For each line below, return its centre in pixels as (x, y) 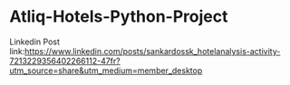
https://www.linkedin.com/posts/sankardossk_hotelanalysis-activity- (152, 51)
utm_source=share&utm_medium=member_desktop (106, 71)
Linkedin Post (35, 42)
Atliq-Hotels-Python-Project (119, 17)
